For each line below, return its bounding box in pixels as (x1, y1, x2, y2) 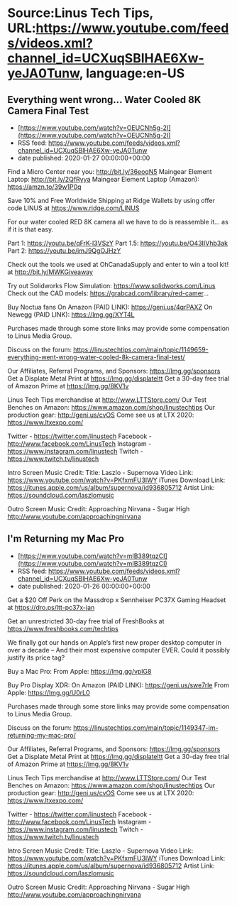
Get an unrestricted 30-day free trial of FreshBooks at (7, 616, 165, 626)
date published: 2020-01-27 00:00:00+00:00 (17, 154, 150, 162)
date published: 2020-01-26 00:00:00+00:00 (17, 582, 150, 590)
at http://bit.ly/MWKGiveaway (7, 268, 94, 276)
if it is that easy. (7, 225, 54, 234)
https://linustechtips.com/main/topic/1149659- (73, 346, 209, 354)
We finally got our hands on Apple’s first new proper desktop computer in (7, 638, 222, 647)
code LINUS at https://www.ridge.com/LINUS (7, 204, 140, 212)
